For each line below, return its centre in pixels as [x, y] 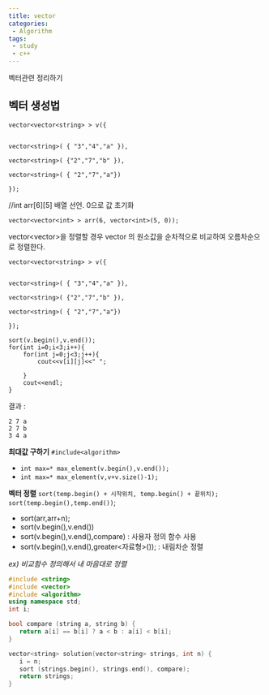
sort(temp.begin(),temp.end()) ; [62, 502]
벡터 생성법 [34, 106]
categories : [28, 24]
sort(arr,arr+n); [45, 518]
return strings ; [47, 676]
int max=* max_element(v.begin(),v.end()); [95, 468]
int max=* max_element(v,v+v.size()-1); [89, 477]
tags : [17, 39]
